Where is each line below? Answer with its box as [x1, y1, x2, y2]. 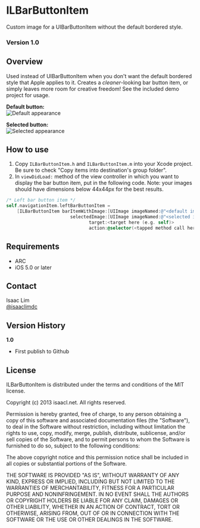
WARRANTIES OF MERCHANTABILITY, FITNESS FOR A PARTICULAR [6, 484, 174, 491]
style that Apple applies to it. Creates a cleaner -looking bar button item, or [6, 79, 189, 86]
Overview [6, 57, 43, 67]
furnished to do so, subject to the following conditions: [6, 442, 140, 449]
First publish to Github [14, 348, 70, 355]
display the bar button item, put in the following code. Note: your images [14, 180, 192, 187]
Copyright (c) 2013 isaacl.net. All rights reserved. [6, 399, 126, 406]
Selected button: [6, 121, 49, 128]
